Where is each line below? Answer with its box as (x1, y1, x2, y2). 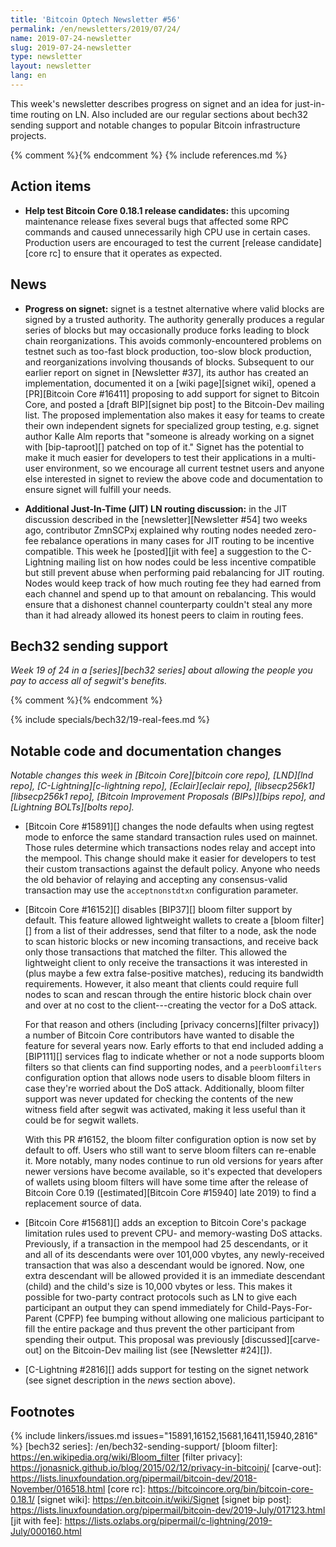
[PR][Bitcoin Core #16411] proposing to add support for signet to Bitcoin (24, 387, 320, 400)
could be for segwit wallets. (24, 1114, 140, 1126)
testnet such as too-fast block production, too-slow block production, (24, 345, 312, 357)
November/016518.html (10, 1482, 106, 1495)
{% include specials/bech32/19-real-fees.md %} (10, 714, 210, 726)
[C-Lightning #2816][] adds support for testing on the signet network (24, 1364, 310, 1376)
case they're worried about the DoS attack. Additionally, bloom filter (24, 1082, 305, 1095)
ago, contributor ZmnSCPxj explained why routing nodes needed (24, 524, 293, 536)
